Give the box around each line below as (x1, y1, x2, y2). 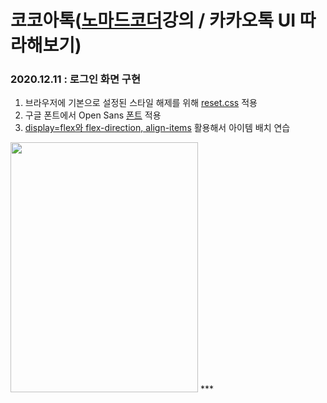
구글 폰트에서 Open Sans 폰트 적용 (24, 109, 162, 121)
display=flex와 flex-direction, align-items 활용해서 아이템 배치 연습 (24, 122, 291, 134)
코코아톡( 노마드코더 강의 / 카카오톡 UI (10, 9, 297, 32)
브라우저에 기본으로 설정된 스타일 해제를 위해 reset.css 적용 (24, 97, 258, 109)
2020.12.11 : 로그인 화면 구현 (10, 72, 141, 86)
